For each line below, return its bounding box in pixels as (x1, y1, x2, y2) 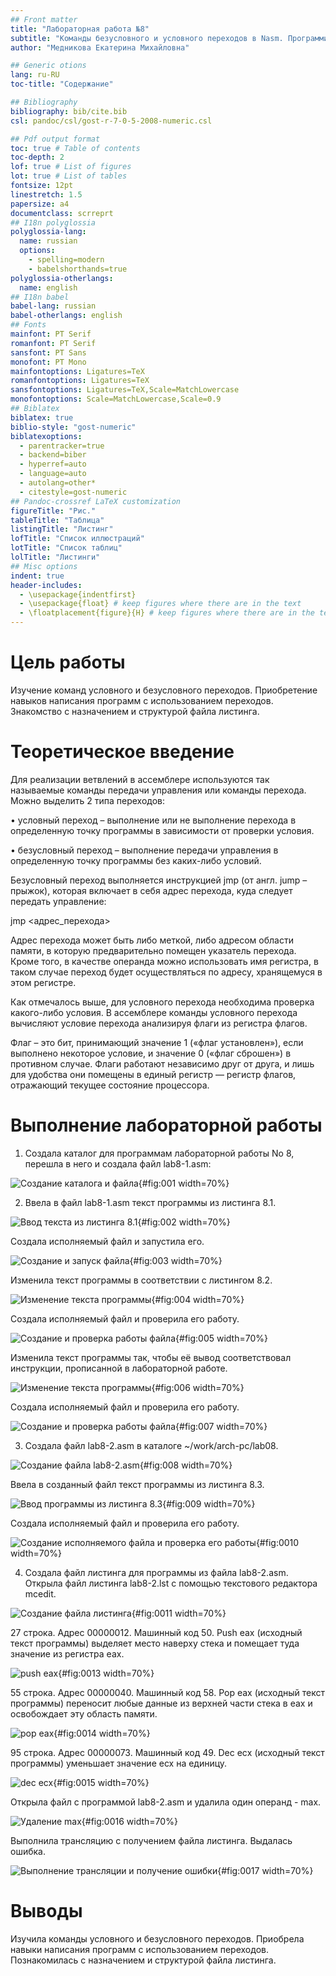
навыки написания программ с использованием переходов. (10, 1943, 269, 1955)
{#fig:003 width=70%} (129, 1254, 223, 1266)
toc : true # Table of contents (10, 143, 141, 153)
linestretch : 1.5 (10, 189, 83, 200)
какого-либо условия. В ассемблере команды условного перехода (10, 1006, 298, 1018)
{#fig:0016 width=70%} (81, 1815, 178, 1827)
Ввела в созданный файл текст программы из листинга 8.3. (10, 1478, 265, 1490)
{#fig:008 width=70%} (139, 1459, 233, 1471)
